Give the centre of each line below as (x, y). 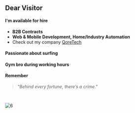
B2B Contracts (27, 31)
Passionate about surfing (32, 53)
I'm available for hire (27, 20)
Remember (17, 76)
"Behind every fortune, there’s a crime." (57, 86)
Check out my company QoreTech (47, 42)
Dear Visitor (24, 8)
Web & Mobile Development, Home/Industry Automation (71, 37)
